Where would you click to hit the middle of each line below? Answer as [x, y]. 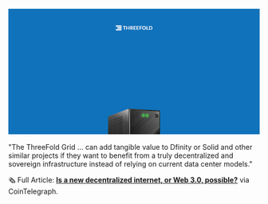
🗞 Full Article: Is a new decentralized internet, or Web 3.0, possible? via [129, 180]
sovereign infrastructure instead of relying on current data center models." [130, 164]
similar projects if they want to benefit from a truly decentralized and [121, 155]
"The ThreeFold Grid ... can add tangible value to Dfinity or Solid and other [130, 147]
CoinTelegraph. [33, 191]
